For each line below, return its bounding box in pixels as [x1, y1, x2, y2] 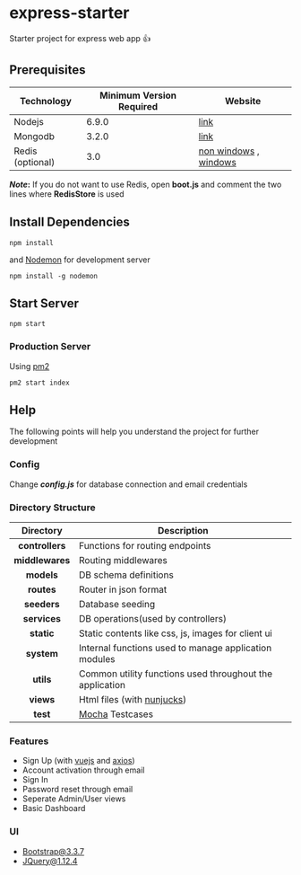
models [25, 569, 58, 581]
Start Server [9, 296, 79, 311]
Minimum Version [99, 89, 177, 102]
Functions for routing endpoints [79, 540, 211, 552]
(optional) [13, 155, 56, 168]
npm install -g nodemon [9, 271, 99, 280]
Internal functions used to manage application [79, 641, 272, 654]
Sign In [21, 774, 48, 785]
